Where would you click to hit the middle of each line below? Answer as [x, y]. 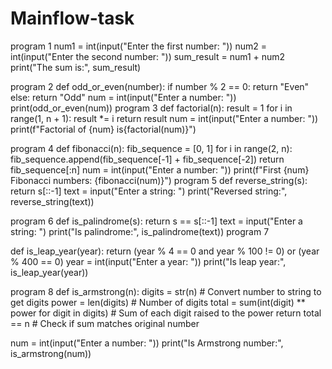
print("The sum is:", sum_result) [76, 67]
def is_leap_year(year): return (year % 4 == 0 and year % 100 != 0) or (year [165, 251]
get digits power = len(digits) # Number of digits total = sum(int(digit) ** [158, 302]
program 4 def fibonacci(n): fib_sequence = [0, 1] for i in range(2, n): [151, 148]
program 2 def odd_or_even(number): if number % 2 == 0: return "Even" [160, 86]
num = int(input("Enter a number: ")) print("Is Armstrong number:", [147, 343]
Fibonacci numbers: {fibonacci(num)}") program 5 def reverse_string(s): [159, 180]
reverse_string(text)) [52, 201]
